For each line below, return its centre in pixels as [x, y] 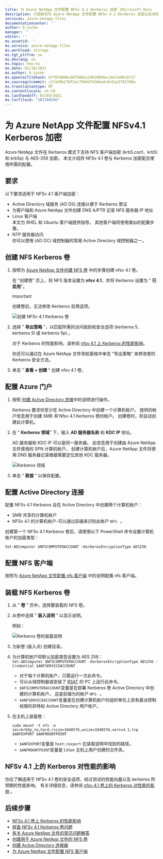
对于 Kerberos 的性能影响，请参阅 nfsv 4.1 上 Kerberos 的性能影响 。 [80, 343]
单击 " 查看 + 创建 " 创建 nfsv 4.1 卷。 [49, 370]
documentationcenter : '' [30, 23]
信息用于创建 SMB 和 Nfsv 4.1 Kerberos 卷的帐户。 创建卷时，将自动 [84, 416]
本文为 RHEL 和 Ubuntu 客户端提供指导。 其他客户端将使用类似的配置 [81, 222]
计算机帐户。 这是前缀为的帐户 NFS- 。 [66, 694]
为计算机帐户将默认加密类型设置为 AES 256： [57, 657]
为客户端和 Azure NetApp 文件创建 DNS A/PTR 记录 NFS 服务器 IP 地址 [83, 210]
